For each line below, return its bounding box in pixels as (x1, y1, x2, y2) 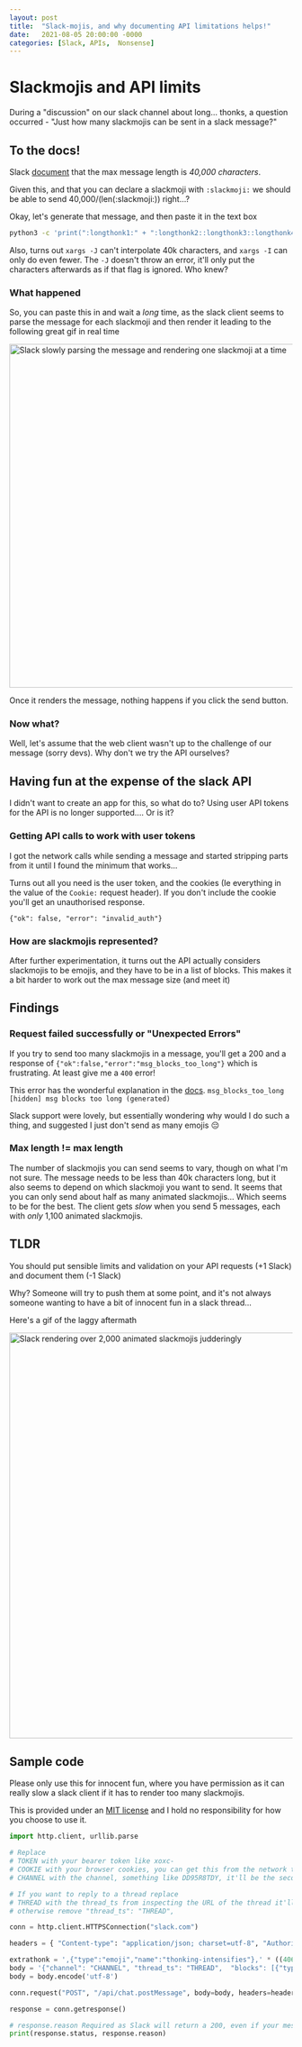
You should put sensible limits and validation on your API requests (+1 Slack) (9, 1260, 292, 1271)
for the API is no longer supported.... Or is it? (9, 808, 174, 818)
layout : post (9, 13, 58, 23)
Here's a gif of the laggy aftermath (9, 1314, 138, 1325)
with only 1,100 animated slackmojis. (9, 1210, 144, 1221)
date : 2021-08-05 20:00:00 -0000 (9, 30, 143, 39)
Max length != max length (9, 1142, 124, 1155)
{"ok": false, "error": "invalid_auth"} (9, 914, 164, 923)
